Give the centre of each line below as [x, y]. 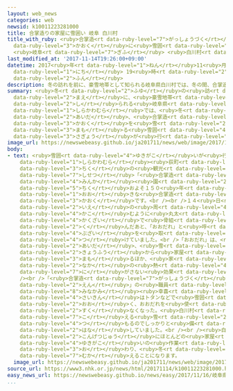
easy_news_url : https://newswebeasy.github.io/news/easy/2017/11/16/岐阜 [115, 375]
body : [15, 149]
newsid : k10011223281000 [43, 26]
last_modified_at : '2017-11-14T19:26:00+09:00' [77, 59]
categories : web [31, 20]
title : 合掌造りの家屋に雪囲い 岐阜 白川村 [62, 33]
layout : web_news [32, 14]
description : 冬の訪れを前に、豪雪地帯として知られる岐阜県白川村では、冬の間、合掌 [115, 85]
